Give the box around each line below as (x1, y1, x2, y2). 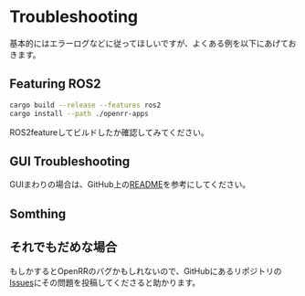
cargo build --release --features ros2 (9, 100, 162, 110)
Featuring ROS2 (9, 76, 101, 92)
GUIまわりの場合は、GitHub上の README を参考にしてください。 (9, 179, 251, 190)
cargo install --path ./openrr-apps (9, 109, 149, 118)
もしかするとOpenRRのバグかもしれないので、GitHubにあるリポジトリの (9, 265, 282, 276)
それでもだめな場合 (9, 239, 118, 255)
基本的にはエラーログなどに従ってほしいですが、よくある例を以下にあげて (9, 37, 289, 48)
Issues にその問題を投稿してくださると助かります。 (9, 277, 201, 288)
